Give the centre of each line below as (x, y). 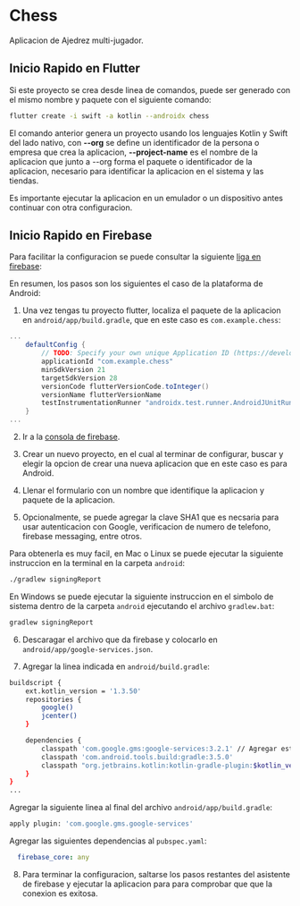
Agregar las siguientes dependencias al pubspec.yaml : (108, 841)
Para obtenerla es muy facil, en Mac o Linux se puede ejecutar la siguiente (146, 554)
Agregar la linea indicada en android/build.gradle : (116, 666)
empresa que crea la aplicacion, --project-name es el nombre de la (134, 152)
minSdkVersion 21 (73, 369)
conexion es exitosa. (60, 893)
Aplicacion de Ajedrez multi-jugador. (77, 40)
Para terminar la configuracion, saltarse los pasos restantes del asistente (156, 874)
